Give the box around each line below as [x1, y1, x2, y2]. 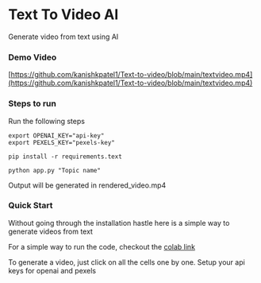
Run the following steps [8, 116, 86, 126]
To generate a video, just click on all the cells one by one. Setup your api [8, 257, 246, 267]
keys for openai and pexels [8, 266, 97, 275]
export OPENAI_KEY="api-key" [8, 131, 105, 140]
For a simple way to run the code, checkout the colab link [8, 242, 196, 251]
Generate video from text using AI [8, 32, 119, 41]
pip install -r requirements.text [8, 153, 123, 161]
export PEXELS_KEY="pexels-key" [8, 138, 115, 146]
